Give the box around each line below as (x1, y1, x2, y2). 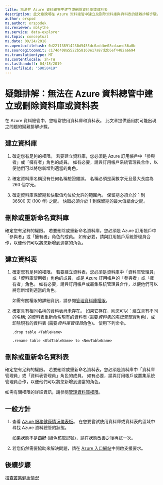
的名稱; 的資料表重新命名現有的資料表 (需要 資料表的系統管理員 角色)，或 (12, 314, 155, 320)
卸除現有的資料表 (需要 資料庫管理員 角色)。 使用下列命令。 (12, 320, 129, 326)
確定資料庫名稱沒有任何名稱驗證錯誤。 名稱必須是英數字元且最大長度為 (12, 176, 154, 181)
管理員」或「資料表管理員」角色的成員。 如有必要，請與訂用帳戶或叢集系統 (5, 373, 155, 378)
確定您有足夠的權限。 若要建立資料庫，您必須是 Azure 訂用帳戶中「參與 (12, 153, 155, 159)
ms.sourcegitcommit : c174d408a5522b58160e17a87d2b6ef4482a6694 (5, 48, 136, 53)
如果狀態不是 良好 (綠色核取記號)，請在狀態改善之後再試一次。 (12, 435, 136, 441)
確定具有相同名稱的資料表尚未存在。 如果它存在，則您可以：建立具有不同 (12, 308, 158, 314)
